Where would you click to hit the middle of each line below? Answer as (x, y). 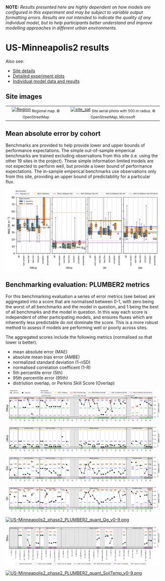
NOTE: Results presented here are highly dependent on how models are (78, 7)
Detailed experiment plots (39, 76)
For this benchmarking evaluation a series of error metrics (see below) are (81, 297)
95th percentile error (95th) (40, 378)
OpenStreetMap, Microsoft (113, 117)
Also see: (15, 61)
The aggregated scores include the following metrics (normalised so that (79, 337)
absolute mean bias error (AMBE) (46, 357)
